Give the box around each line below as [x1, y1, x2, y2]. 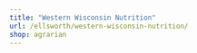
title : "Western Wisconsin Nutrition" [9, 13, 156, 22]
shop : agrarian [9, 30, 67, 39]
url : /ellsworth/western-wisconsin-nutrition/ [9, 22, 189, 31]
